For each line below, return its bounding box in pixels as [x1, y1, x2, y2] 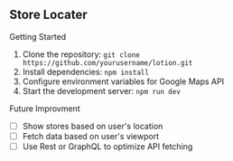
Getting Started [9, 31, 67, 42]
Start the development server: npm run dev [22, 85, 181, 96]
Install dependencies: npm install [22, 66, 149, 77]
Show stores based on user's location [22, 120, 163, 131]
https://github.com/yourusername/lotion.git [22, 58, 193, 67]
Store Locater [9, 7, 88, 23]
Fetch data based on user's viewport [22, 130, 160, 141]
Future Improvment [9, 103, 80, 114]
